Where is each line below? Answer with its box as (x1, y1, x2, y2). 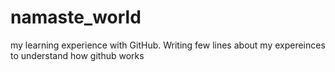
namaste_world (10, 6, 142, 29)
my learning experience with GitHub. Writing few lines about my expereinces (10, 39, 326, 51)
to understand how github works (10, 49, 145, 61)
